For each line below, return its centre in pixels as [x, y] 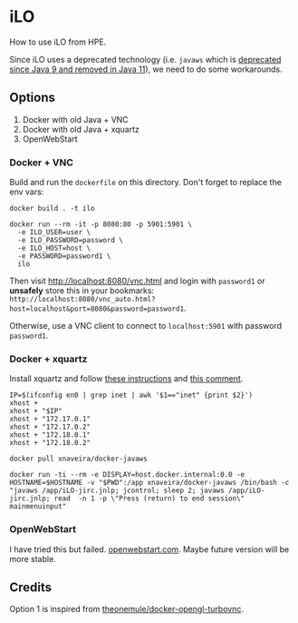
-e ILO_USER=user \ [54, 232]
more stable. [33, 559]
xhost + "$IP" [36, 411]
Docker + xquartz [48, 359]
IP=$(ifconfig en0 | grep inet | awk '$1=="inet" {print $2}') [131, 396]
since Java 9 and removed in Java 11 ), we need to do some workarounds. [146, 69]
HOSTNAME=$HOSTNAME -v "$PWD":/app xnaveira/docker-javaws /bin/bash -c [149, 483]
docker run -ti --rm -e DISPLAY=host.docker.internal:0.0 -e [127, 475]
